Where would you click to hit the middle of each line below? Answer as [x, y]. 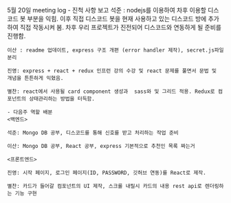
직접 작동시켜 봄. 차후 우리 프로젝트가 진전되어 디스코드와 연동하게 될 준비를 [121, 27]
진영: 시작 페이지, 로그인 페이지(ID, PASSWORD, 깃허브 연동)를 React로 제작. [107, 173]
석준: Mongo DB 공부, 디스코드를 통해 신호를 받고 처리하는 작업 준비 [93, 133]
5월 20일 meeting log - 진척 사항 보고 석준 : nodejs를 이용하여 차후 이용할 [107, 10]
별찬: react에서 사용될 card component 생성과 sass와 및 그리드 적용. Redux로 [111, 92]
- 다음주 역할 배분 [30, 112]
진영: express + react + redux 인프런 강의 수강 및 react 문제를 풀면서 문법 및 [112, 71]
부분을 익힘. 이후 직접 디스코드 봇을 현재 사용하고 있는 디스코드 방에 [117, 19]
